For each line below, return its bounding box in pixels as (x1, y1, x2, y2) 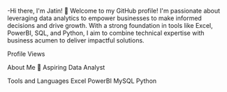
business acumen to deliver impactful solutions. (7, 36, 145, 45)
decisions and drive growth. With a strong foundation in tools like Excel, (7, 22, 213, 29)
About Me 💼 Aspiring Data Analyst (7, 63, 105, 71)
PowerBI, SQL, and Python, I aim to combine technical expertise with (7, 29, 205, 37)
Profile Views (7, 49, 45, 58)
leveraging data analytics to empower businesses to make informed (7, 14, 203, 22)
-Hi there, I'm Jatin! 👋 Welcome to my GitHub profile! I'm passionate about (7, 7, 221, 15)
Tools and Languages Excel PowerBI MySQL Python (7, 77, 157, 85)
